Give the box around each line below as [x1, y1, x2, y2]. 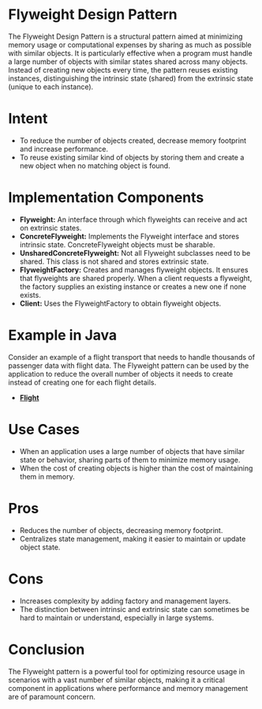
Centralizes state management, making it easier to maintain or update [19, 534, 246, 543]
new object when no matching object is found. [19, 160, 171, 171]
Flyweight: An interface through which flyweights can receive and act [19, 215, 248, 224]
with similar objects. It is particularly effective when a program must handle [8, 48, 253, 58]
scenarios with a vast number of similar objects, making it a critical [8, 675, 225, 685]
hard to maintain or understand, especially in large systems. [19, 613, 215, 622]
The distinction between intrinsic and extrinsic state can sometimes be [19, 604, 250, 613]
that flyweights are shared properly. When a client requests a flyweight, [19, 273, 253, 283]
